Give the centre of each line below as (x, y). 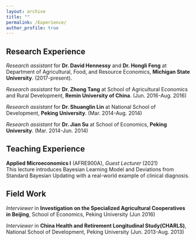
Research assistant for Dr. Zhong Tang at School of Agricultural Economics (97, 89)
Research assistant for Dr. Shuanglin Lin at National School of (81, 107)
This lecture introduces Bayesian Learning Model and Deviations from (90, 169)
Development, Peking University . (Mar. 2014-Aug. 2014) (74, 113)
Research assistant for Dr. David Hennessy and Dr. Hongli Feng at (86, 66)
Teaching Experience (46, 149)
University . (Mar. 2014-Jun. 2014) (47, 131)
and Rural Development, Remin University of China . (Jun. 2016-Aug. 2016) (97, 96)
